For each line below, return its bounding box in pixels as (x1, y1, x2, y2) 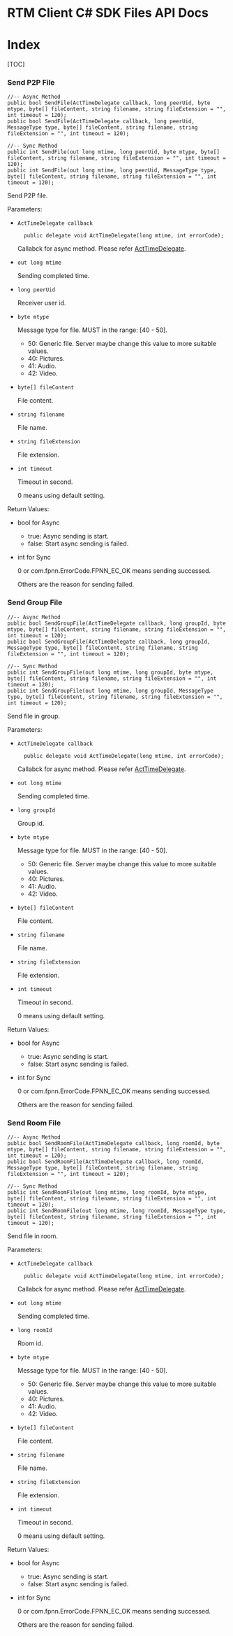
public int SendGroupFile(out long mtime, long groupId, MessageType (7, 687, 214, 694)
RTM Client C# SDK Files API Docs (7, 5, 209, 21)
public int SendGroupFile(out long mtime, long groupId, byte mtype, (7, 669, 214, 676)
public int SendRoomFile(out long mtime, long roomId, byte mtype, (7, 1189, 208, 1196)
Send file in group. (7, 712, 61, 720)
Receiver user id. (17, 299, 66, 307)
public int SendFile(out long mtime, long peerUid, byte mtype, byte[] (7, 148, 220, 155)
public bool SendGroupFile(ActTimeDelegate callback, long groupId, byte (7, 620, 227, 627)
